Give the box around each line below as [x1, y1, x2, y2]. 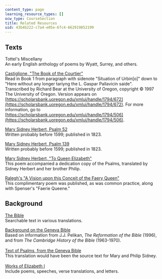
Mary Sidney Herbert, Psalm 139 [5, 141, 70, 147]
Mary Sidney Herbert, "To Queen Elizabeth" [5, 155, 92, 161]
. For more [123, 101, 144, 107]
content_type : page [5, 7, 44, 12]
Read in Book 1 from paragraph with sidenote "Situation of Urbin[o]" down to [5, 76, 158, 82]
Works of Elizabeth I [5, 263, 45, 269]
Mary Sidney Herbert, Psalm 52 [5, 126, 68, 132]
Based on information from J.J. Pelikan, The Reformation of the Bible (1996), [5, 232, 157, 238]
